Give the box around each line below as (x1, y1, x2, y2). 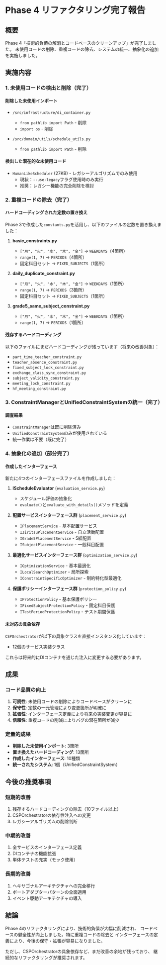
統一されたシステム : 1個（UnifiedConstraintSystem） (12, 762, 120, 768)
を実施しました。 (5, 53, 40, 58)
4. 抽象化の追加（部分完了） (5, 450, 73, 457)
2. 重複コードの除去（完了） (5, 196, 73, 203)
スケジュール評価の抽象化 (19, 495, 72, 501)
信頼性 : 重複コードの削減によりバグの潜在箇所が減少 (12, 717, 120, 723)
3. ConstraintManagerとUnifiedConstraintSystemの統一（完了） (5, 398, 163, 405)
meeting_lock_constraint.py (12, 381, 71, 386)
